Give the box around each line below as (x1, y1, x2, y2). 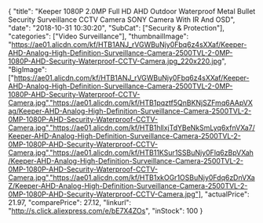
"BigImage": (8, 65, 47, 74)
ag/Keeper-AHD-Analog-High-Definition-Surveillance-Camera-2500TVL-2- (8, 106, 252, 116)
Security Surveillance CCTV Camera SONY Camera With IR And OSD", (8, 15, 236, 24)
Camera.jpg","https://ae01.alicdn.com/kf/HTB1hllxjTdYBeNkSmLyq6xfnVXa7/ (8, 123, 255, 132)
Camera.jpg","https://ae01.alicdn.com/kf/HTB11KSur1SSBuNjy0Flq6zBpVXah (8, 148, 254, 157)
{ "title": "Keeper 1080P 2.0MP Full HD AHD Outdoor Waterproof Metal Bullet (8, 7, 256, 16)
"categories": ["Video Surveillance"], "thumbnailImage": (8, 31, 189, 41)
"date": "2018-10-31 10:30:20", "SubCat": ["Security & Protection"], (8, 23, 225, 32)
